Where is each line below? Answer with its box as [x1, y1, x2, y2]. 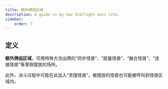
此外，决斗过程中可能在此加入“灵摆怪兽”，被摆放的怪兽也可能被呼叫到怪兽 [5, 72, 159, 78]
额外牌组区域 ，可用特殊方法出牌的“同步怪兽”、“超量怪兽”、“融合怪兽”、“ [5, 55, 155, 61]
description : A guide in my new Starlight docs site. [5, 12, 120, 17]
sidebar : [5, 16, 24, 21]
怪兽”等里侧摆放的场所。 [9, 61, 60, 67]
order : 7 [14, 21, 33, 26]
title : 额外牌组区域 [5, 7, 44, 12]
